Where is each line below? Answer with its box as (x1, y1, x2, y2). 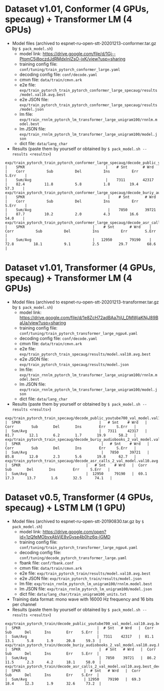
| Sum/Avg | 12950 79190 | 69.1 (5, 471, 147, 476)
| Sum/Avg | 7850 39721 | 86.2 (5, 655, 156, 660)
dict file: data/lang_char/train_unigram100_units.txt (19, 591, 127, 597)
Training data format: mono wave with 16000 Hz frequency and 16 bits (12, 596, 154, 602)
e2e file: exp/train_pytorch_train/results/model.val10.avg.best (19, 570, 151, 576)
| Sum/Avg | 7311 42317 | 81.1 (5, 634, 154, 639)
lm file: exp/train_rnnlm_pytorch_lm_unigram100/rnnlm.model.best (19, 581, 152, 586)
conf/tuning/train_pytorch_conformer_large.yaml (19, 67, 121, 72)
